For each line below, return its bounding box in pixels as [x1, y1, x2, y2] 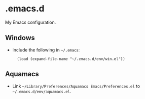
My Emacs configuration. [5, 19, 56, 25]
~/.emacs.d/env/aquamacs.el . [12, 88, 72, 94]
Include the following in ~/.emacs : [12, 47, 80, 52]
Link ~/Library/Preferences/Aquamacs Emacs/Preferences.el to [12, 83, 140, 89]
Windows [5, 34, 35, 42]
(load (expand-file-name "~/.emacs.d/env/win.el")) [17, 56, 125, 61]
